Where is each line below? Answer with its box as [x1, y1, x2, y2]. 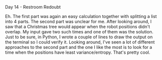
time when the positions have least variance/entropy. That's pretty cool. [5, 49, 151, 55]
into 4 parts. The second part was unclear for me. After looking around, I [5, 19, 152, 24]
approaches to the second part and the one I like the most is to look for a [5, 45, 152, 50]
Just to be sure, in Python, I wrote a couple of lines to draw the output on [5, 34, 153, 40]
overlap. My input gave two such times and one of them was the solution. [5, 29, 154, 34]
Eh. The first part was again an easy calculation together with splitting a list [5, 14, 157, 19]
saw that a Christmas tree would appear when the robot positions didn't [5, 24, 150, 30]
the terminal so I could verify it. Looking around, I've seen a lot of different [5, 39, 155, 45]
